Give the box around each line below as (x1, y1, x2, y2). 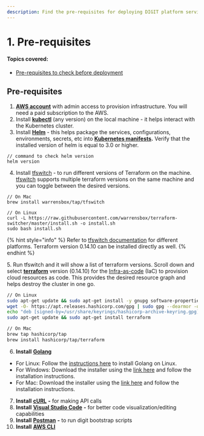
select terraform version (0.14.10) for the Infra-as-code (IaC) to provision (7, 267, 188, 274)
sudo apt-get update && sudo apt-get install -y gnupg (7, 298, 148, 304)
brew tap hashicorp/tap (7, 332, 67, 338)
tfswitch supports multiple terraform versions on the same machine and (15, 175, 194, 183)
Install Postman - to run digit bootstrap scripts (15, 417, 133, 424)
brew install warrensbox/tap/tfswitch (7, 199, 105, 205)
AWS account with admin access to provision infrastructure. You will (15, 103, 187, 110)
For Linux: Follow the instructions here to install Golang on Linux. (15, 359, 177, 367)
